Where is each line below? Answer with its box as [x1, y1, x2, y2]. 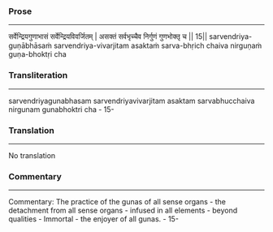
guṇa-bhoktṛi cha [8, 49, 67, 59]
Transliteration [8, 70, 68, 81]
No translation [8, 150, 56, 160]
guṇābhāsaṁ [8, 41, 53, 50]
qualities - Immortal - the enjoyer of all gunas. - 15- [8, 214, 179, 224]
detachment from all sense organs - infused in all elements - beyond [8, 205, 238, 216]
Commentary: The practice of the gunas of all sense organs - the [8, 197, 226, 207]
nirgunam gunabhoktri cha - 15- [8, 104, 115, 114]
